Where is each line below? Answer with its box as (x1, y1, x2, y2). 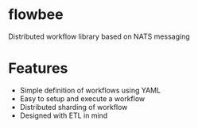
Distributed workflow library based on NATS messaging (8, 32, 190, 41)
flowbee (8, 6, 64, 24)
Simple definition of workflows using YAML (19, 85, 161, 95)
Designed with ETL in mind (19, 111, 108, 120)
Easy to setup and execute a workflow (19, 93, 146, 104)
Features (8, 59, 68, 77)
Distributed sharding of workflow (19, 102, 128, 111)
